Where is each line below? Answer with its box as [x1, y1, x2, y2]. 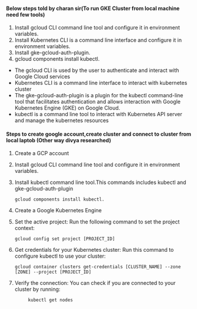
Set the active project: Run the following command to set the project [14, 218, 180, 225]
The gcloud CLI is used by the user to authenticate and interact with [14, 67, 179, 74]
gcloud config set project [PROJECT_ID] [14, 236, 115, 242]
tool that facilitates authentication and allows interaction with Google [14, 98, 181, 106]
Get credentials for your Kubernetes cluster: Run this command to [14, 246, 174, 254]
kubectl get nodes [28, 297, 74, 303]
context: [14, 225, 35, 232]
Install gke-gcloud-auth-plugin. [14, 49, 91, 56]
